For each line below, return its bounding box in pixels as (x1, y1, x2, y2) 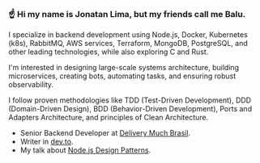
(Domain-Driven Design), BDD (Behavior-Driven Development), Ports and (8, 104, 253, 114)
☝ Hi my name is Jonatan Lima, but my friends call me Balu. (8, 8, 246, 19)
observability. (8, 80, 54, 90)
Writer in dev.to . (19, 137, 74, 147)
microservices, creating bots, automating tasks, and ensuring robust (8, 71, 237, 81)
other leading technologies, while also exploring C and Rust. (8, 47, 209, 56)
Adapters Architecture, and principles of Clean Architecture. (8, 113, 209, 123)
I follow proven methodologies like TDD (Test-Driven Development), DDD (8, 95, 252, 105)
